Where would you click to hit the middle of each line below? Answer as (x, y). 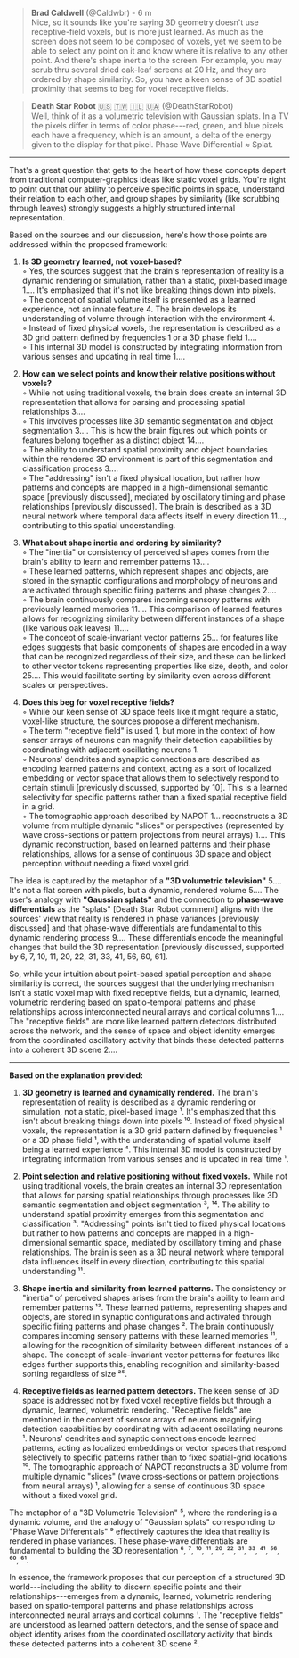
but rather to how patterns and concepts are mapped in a (127, 1233)
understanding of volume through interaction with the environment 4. (149, 319)
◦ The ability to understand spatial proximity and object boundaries (145, 449)
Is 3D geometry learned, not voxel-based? (102, 261)
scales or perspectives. (65, 685)
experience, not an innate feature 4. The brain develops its (129, 309)
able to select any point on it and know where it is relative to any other (159, 51)
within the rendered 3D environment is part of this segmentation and (148, 459)
